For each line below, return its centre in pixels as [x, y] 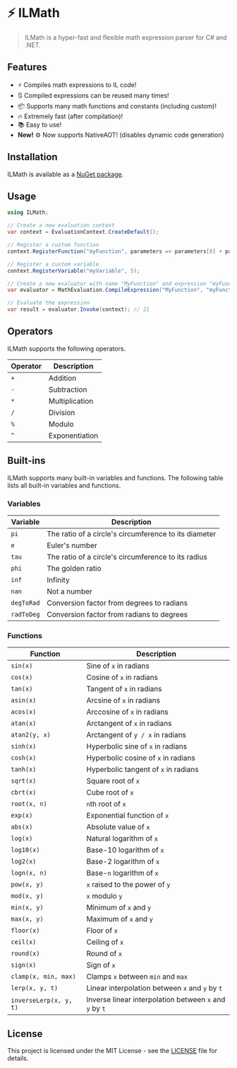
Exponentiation [73, 436]
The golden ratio [74, 568]
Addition [62, 377]
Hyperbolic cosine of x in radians [141, 758]
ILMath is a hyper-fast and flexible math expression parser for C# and [126, 37]
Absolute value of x [118, 827]
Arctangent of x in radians [129, 724]
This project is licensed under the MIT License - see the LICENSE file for [112, 1051]
